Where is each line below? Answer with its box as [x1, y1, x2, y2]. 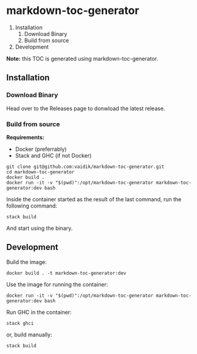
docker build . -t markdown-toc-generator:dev [6, 270, 126, 276]
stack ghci [6, 320, 34, 326]
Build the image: [6, 258, 47, 265]
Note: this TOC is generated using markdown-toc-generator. [6, 55, 158, 62]
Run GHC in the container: [6, 308, 72, 316]
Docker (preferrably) [15, 145, 67, 153]
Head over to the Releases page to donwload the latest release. [6, 105, 165, 112]
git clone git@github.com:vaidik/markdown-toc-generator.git [6, 164, 165, 170]
